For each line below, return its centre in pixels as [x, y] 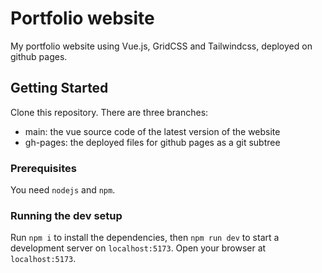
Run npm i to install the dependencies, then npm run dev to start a [145, 238]
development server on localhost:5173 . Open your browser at [138, 248]
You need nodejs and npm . [63, 190]
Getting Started [59, 88]
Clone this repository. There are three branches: [109, 112]
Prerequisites [43, 168]
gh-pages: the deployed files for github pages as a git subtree [152, 142]
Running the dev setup [66, 215]
